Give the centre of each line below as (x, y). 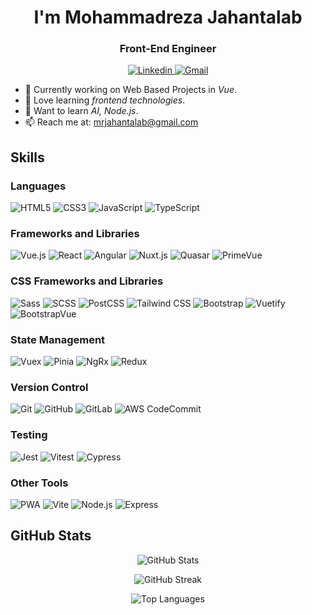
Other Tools (39, 483)
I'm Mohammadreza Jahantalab (168, 17)
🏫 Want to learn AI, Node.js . (81, 111)
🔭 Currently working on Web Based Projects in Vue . (130, 90)
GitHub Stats (51, 536)
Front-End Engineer (168, 49)
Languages (38, 186)
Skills (27, 157)
